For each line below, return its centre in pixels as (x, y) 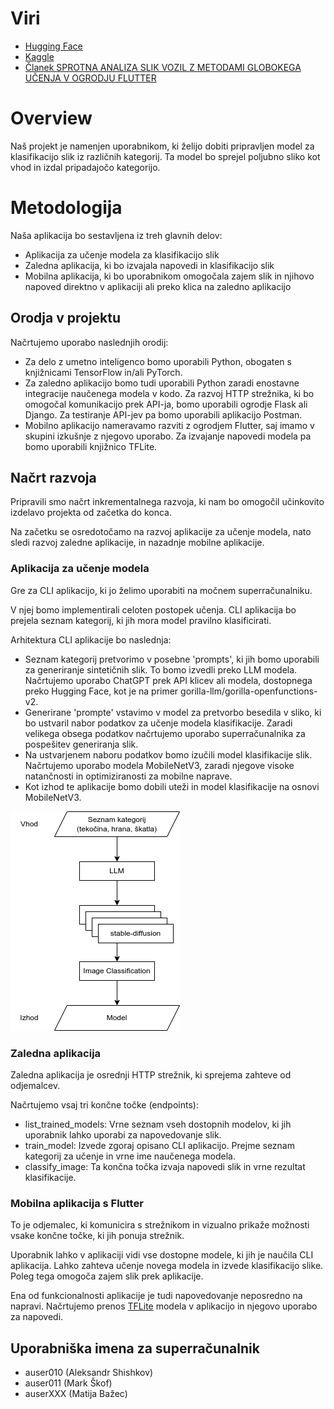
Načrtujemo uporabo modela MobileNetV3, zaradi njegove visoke (159, 765)
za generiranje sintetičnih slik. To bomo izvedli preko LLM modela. (161, 669)
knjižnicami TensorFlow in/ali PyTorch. (103, 372)
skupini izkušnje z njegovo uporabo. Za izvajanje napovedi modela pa (168, 436)
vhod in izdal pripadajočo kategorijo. (85, 167)
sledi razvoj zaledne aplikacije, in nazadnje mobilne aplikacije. (137, 543)
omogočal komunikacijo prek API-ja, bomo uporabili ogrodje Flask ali (166, 404)
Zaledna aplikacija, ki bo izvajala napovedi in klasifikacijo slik (149, 265)
